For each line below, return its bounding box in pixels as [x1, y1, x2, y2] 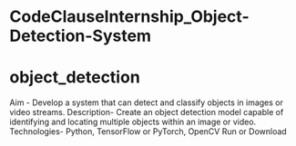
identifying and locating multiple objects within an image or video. [9, 116, 257, 128]
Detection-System [9, 25, 152, 46]
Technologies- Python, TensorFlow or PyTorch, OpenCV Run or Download [9, 126, 287, 137]
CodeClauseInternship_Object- [9, 6, 250, 27]
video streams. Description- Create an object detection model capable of [9, 107, 284, 118]
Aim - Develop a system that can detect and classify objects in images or [9, 97, 284, 108]
